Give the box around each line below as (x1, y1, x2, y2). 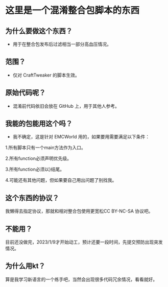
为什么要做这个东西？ (5, 27, 73, 35)
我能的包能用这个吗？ (5, 119, 73, 128)
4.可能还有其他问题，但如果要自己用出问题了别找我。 (5, 177, 117, 183)
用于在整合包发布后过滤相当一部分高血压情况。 (12, 41, 111, 47)
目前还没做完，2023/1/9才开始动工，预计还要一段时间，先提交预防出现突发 (5, 239, 163, 245)
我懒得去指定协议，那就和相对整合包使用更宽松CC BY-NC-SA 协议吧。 (5, 208, 153, 214)
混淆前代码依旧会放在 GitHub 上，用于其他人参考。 (12, 103, 120, 109)
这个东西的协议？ (5, 194, 59, 202)
